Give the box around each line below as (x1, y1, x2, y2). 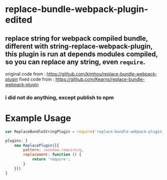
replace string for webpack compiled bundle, (5, 34, 148, 43)
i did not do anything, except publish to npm (5, 94, 114, 101)
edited (5, 14, 32, 26)
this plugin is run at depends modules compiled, (5, 50, 158, 58)
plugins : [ (5, 138, 28, 143)
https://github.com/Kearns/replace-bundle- (55, 76, 145, 82)
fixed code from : (19, 76, 54, 82)
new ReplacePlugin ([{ (14, 143, 59, 148)
